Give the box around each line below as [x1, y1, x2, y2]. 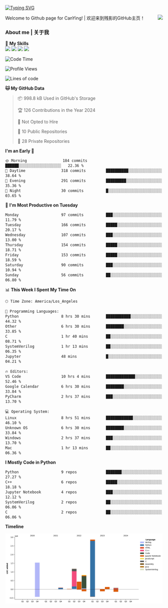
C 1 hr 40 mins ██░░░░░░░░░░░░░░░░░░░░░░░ [5, 334, 162, 339]
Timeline [5, 524, 24, 530]
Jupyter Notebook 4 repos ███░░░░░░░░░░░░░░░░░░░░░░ [5, 490, 162, 495]
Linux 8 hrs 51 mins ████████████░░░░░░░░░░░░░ [5, 416, 162, 421]
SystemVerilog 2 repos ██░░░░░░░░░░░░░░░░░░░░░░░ [5, 500, 162, 505]
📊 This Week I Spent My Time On [5, 287, 76, 293]
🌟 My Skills [5, 41, 29, 47]
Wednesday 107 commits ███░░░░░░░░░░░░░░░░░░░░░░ [5, 233, 162, 238]
